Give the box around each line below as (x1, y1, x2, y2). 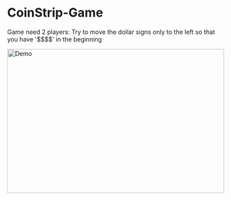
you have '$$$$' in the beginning (7, 35, 103, 43)
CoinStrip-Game (7, 5, 103, 21)
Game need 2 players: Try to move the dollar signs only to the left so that (7, 28, 215, 36)
